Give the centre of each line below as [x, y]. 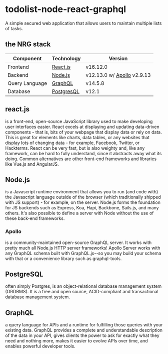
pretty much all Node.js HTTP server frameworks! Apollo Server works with [83, 248]
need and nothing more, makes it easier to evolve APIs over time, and [77, 341]
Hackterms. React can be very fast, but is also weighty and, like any [75, 148]
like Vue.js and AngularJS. [32, 164]
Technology [66, 58]
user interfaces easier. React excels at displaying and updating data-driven [82, 127]
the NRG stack [28, 44]
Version [118, 58]
